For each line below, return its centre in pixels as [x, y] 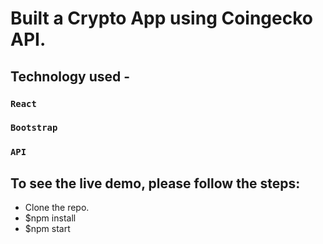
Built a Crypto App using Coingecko [161, 18]
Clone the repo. [57, 208]
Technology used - [70, 76]
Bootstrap [34, 128]
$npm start [47, 229]
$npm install [50, 218]
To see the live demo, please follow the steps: [155, 183]
